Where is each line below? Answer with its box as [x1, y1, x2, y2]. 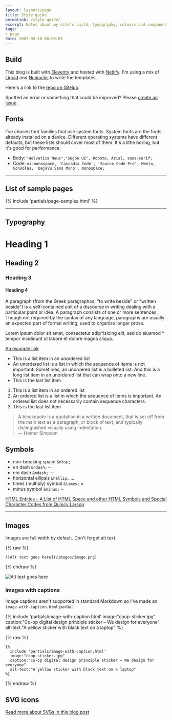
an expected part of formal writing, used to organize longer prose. [5, 320, 145, 327]
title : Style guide [5, 12, 47, 17]
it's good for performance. [5, 145, 61, 151]
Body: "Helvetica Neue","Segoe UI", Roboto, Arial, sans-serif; [12, 155, 153, 161]
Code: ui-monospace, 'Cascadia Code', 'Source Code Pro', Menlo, [12, 160, 156, 166]
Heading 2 [5, 259, 39, 267]
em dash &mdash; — [12, 470, 55, 476]
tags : [5, 27, 17, 32]
